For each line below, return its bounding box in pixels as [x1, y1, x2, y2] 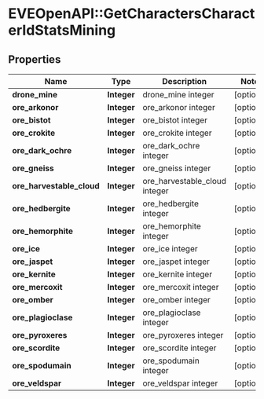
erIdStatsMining [8, 21, 116, 39]
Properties [8, 53, 61, 66]
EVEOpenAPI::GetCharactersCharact [8, 5, 255, 23]
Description [162, 76, 207, 86]
